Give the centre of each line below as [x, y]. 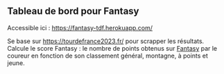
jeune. [16, 63]
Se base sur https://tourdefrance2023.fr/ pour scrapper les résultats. [106, 41]
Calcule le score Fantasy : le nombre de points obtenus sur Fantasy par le [112, 48]
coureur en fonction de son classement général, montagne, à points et [107, 56]
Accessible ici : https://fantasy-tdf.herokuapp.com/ [80, 27]
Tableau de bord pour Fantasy [73, 11]
